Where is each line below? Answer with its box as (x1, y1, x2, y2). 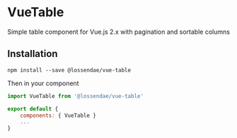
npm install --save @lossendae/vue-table (7, 66, 132, 74)
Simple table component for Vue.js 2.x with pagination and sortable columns (7, 27, 230, 36)
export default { (7, 105, 59, 113)
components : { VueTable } (20, 112, 97, 119)
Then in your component (7, 79, 79, 87)
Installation (7, 48, 58, 60)
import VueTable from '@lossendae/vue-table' (7, 92, 144, 99)
